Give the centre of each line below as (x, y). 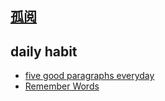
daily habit (44, 51)
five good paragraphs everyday (89, 76)
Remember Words (62, 86)
